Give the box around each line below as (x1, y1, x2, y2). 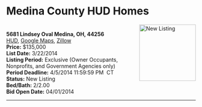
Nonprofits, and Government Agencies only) (6, 62, 116, 70)
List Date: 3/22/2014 (6, 49, 58, 57)
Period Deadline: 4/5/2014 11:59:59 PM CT (6, 69, 114, 76)
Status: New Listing (6, 75, 56, 82)
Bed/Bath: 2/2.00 (6, 81, 50, 88)
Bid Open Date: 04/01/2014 (6, 88, 74, 95)
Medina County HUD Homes (6, 4, 149, 18)
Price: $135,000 (6, 43, 46, 50)
